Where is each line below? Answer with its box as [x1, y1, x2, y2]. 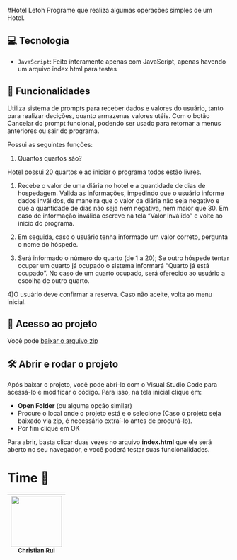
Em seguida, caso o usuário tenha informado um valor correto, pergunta [17, 233, 229, 241]
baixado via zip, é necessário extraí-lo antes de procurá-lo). [17, 416, 192, 425]
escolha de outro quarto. [17, 276, 90, 285]
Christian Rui [17, 547, 55, 554]
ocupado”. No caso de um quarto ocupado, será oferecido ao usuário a [17, 269, 225, 277]
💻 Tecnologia [7, 35, 69, 47]
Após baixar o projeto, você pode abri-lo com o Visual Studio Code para [7, 380, 218, 389]
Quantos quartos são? [17, 153, 83, 162]
